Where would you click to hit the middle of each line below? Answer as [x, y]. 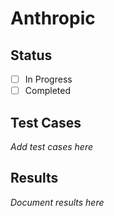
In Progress [48, 79]
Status [31, 55]
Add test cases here [51, 146]
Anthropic [53, 18]
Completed [47, 91]
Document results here [57, 202]
